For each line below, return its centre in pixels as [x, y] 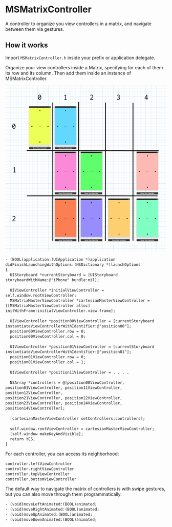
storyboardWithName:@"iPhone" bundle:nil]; [52, 280]
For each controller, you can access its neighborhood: [62, 454]
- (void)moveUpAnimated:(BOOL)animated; [49, 514]
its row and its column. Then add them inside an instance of [68, 73]
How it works [27, 45]
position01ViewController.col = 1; [48, 362]
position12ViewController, [34, 393]
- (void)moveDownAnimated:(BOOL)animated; [51, 519]
